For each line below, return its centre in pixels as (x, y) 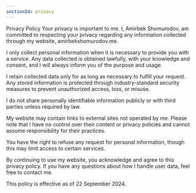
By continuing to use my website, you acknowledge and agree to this (90, 159)
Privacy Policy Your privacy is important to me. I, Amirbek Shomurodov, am (98, 28)
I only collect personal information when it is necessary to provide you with (98, 52)
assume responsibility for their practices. (56, 130)
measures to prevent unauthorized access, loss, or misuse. (78, 89)
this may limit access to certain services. (56, 148)
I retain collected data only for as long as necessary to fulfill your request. (96, 76)
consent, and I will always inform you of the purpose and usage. (84, 65)
